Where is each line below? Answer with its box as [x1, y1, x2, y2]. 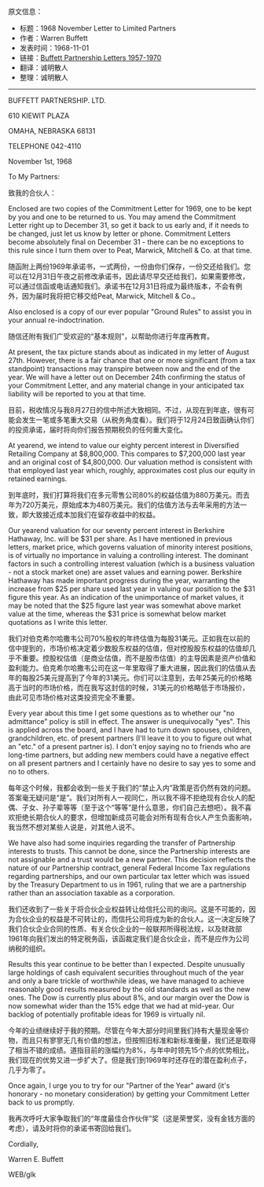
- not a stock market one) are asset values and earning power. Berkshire [8, 568, 242, 576]
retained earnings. [8, 474, 68, 483]
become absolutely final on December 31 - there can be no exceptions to [8, 237, 244, 246]
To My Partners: [8, 172, 60, 181]
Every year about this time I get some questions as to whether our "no [8, 708, 235, 718]
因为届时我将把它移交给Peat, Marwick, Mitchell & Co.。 [21, 292, 200, 300]
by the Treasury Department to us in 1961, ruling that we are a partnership [8, 880, 247, 889]
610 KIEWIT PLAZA [8, 111, 70, 120]
